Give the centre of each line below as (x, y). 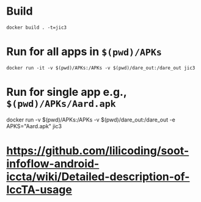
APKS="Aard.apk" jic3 (34, 126)
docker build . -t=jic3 (37, 27)
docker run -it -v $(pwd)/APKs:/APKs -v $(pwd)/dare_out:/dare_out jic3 (101, 68)
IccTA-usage (39, 190)
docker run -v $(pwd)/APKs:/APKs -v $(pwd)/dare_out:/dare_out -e (91, 120)
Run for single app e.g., (67, 92)
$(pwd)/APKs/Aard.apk (61, 104)
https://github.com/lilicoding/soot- (98, 151)
